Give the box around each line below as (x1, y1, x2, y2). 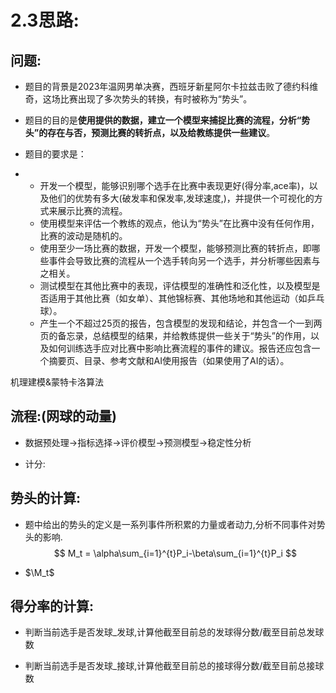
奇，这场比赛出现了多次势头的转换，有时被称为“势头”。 (24, 93, 253, 105)
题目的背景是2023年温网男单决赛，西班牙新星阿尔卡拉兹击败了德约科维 (24, 81, 319, 92)
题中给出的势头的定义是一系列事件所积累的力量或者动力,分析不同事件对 (24, 518, 317, 530)
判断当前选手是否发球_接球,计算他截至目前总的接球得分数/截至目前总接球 (24, 660, 325, 672)
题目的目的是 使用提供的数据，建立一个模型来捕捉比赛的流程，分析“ (24, 114, 302, 126)
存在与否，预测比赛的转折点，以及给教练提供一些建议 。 (47, 127, 276, 138)
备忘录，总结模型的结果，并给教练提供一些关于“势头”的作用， (57, 330, 311, 341)
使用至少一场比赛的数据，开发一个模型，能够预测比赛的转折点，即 (39, 242, 312, 254)
